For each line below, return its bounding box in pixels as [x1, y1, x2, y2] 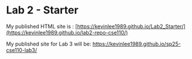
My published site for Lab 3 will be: [6, 40, 92, 47]
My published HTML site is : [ [6, 23, 78, 30]
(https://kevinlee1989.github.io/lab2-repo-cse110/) [6, 29, 128, 36]
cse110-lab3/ [6, 46, 37, 53]
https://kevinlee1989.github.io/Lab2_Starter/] [77, 23, 186, 30]
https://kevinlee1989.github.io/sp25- [92, 40, 181, 47]
